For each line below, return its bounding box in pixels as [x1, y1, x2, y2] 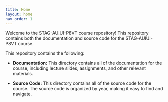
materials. [12, 71, 33, 77]
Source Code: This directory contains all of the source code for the [12, 80, 152, 86]
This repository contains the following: [5, 50, 85, 56]
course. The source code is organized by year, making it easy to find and [12, 86, 163, 92]
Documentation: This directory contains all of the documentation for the [12, 60, 162, 66]
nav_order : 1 [5, 16, 33, 21]
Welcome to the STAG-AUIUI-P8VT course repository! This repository [5, 30, 149, 36]
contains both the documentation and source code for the [5, 35, 125, 41]
